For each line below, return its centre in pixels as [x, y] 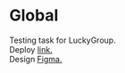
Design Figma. [36, 59]
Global [34, 16]
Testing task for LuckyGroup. [62, 40]
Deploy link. [31, 49]
